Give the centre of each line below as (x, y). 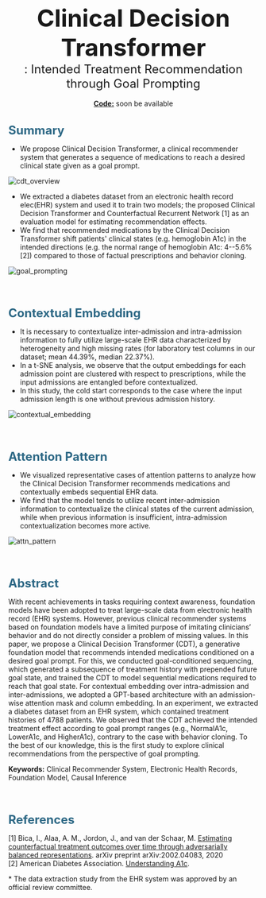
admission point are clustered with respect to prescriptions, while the (133, 374)
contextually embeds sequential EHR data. (89, 492)
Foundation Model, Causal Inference (67, 778)
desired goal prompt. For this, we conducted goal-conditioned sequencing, (131, 661)
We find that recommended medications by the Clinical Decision (125, 230)
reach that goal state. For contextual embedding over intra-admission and (129, 686)
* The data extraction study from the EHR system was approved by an (123, 879)
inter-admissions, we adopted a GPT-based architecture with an (113, 695)
